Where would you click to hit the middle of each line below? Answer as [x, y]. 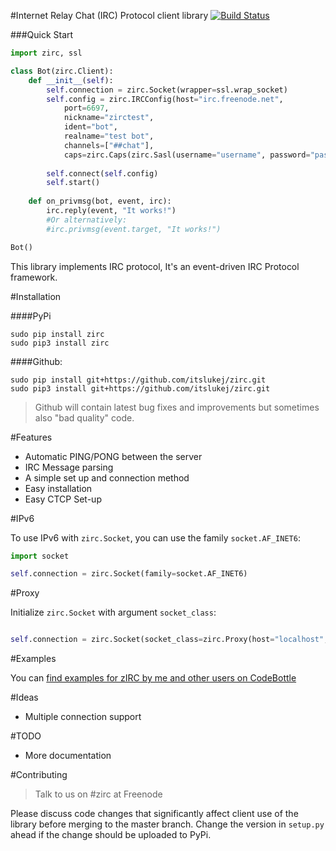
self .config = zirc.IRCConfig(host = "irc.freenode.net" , [165, 99]
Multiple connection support [83, 717]
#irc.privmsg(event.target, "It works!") [134, 229]
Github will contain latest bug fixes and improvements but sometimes [177, 407]
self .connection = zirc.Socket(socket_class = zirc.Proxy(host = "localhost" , [169, 640]
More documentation [68, 756]
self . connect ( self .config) [102, 173]
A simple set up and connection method [107, 477]
